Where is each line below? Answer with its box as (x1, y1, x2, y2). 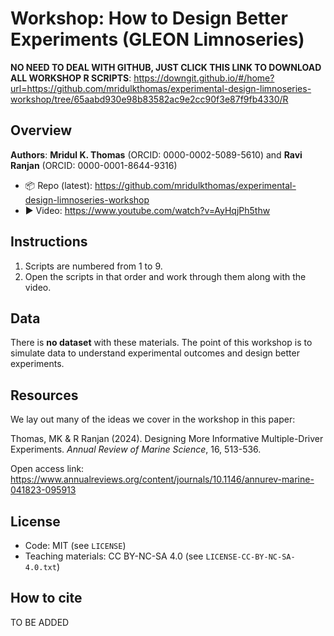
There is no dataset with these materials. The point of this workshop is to (10, 337, 313, 349)
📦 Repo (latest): (24, 179, 93, 191)
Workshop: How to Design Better (10, 7, 288, 30)
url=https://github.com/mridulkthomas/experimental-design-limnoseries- (10, 82, 312, 94)
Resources (10, 387, 79, 404)
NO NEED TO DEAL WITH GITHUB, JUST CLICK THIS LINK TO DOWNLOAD (10, 61, 322, 73)
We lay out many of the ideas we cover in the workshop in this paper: (10, 413, 296, 426)
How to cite (10, 590, 83, 607)
